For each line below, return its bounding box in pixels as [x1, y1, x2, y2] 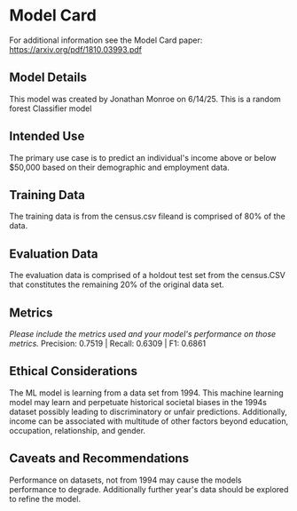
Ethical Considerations [9, 363, 137, 379]
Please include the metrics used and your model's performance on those [9, 329, 277, 339]
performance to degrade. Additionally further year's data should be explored [9, 483, 289, 494]
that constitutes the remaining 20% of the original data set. [9, 279, 224, 290]
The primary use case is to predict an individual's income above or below [9, 152, 277, 163]
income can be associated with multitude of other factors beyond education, [9, 415, 289, 427]
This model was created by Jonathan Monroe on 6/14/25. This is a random [9, 93, 281, 104]
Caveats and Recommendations [9, 451, 189, 467]
